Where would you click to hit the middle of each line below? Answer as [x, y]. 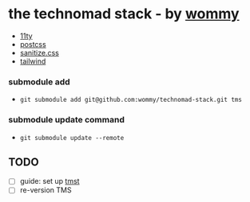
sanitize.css [40, 52]
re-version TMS [46, 190]
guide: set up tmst [50, 181]
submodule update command [67, 120]
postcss [33, 44]
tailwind [33, 61]
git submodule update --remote [72, 138]
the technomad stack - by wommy [124, 14]
